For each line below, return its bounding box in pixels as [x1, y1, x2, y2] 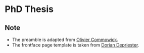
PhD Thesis [5, 3, 54, 15]
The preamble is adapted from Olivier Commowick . [12, 36, 118, 42]
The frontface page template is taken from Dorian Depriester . [12, 42, 139, 48]
